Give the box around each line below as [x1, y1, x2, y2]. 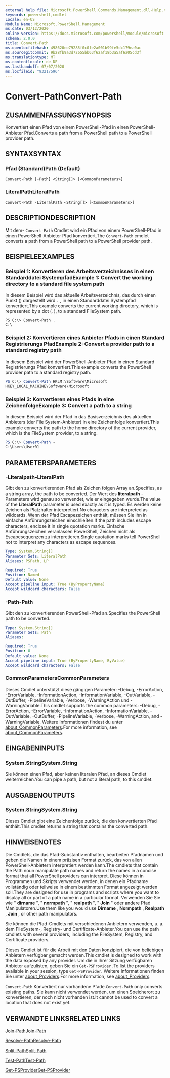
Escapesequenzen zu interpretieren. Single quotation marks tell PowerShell [5, 534, 161, 540]
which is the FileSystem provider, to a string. [5, 430, 98, 436]
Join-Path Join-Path [5, 1028, 47, 1034]
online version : [5, 31, 39, 36]
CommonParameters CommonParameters [5, 675, 110, 682]
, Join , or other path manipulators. [5, 911, 78, 917]
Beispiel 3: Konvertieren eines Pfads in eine [5, 396, 114, 403]
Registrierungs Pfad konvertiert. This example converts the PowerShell [5, 364, 151, 370]
